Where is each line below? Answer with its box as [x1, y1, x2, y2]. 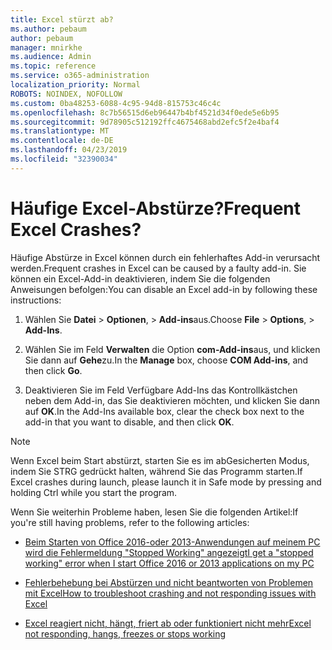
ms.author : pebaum [10, 24, 87, 34]
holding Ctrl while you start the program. [10, 486, 178, 498]
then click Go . [24, 364, 83, 376]
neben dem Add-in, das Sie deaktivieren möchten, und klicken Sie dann [24, 394, 320, 406]
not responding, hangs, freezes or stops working [24, 627, 227, 640]
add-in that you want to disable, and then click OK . [24, 416, 235, 428]
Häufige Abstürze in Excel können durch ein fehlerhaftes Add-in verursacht [10, 251, 321, 263]
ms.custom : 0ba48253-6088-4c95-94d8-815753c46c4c [10, 98, 222, 108]
